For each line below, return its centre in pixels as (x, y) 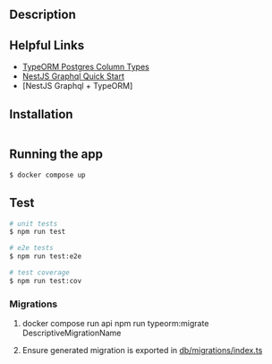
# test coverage (39, 273)
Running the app (56, 155)
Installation (41, 114)
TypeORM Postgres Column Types (85, 67)
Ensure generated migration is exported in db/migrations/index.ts (142, 351)
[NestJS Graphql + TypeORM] (77, 86)
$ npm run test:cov (46, 281)
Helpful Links (47, 45)
